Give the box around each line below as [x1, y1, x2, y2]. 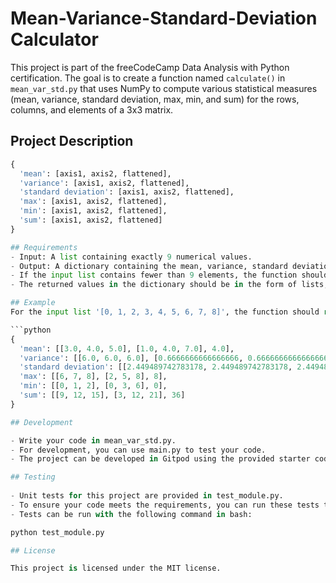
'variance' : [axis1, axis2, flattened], [19, 178, 190, 188]
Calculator [10, 28, 99, 51]
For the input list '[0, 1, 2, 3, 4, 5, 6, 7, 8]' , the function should [10, 307, 320, 317]
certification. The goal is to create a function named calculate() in [10, 72, 286, 84]
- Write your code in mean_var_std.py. [10, 435, 177, 446]
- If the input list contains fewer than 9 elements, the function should [10, 270, 329, 281]
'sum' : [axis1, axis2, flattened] [19, 215, 163, 225]
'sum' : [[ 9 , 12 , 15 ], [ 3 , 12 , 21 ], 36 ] [19, 390, 186, 400]
